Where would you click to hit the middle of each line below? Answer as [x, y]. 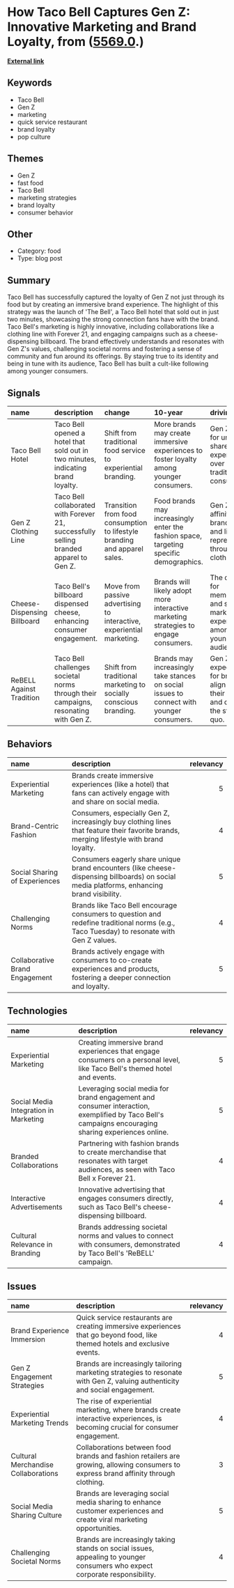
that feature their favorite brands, [126, 830]
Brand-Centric [35, 826]
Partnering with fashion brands [129, 1143]
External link [26, 61]
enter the [169, 527]
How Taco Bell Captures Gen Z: [99, 12]
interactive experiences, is [119, 1419]
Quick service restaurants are [124, 1318]
